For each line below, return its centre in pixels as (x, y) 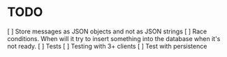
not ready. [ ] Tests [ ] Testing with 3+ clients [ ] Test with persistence (107, 46)
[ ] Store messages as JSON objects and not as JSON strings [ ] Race (107, 31)
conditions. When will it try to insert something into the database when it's (114, 38)
